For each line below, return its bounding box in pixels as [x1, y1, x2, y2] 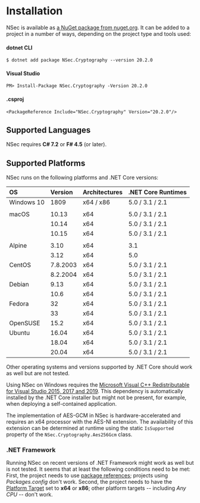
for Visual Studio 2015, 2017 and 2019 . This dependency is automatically [6, 388, 183, 395]
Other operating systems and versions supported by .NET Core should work [6, 363, 192, 371]
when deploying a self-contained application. [6, 400, 117, 408]
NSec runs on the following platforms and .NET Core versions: [6, 174, 159, 181]
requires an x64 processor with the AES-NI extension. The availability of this [6, 418, 193, 425]
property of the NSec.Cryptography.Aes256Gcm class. [6, 431, 133, 438]
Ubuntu [9, 329, 30, 337]
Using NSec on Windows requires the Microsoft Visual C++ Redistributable [6, 381, 190, 388]
